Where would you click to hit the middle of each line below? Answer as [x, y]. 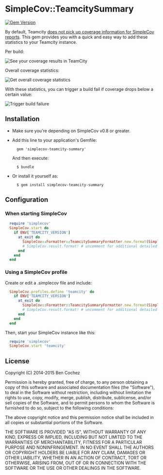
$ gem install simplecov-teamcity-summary [60, 185]
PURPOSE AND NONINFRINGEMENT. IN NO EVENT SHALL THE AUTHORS [80, 447]
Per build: [15, 51]
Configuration [27, 200]
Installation [22, 119]
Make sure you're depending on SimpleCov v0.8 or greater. [71, 131]
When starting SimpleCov [36, 214]
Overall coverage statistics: [32, 70]
